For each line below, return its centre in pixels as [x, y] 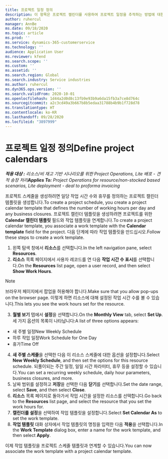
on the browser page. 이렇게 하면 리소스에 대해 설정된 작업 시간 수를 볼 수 [78, 297]
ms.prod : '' [17, 38]
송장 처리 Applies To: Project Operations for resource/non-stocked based [85, 180]
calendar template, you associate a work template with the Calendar [76, 226]
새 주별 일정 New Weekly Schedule [47, 331]
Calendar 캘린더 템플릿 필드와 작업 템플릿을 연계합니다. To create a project [79, 220]
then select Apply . [31, 435]
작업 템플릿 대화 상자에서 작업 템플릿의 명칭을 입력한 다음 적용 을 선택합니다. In [87, 424]
